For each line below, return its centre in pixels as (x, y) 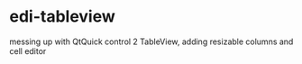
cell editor (28, 50)
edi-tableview (62, 17)
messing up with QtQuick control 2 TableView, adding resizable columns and (151, 41)
